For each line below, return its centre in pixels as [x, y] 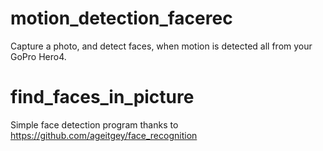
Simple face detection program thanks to [94, 124]
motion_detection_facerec [121, 18]
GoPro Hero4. [38, 56]
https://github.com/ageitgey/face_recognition [104, 135]
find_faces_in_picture [102, 97]
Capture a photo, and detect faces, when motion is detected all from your [161, 46]
